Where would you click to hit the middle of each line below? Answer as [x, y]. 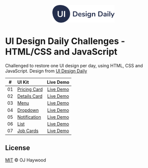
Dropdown [28, 110]
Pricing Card [30, 89]
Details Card [30, 96]
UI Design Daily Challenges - [65, 41]
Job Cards [28, 131]
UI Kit [23, 82]
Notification [29, 117]
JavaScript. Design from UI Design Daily [46, 71]
